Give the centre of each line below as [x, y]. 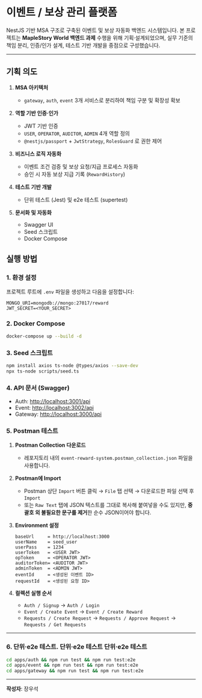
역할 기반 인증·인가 [37, 113]
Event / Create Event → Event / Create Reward [83, 612]
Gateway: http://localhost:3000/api [58, 414]
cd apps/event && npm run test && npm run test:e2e [72, 665]
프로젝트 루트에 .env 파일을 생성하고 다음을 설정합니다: [70, 292]
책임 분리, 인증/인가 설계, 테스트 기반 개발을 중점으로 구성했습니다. [83, 45]
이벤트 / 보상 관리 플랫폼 [62, 12]
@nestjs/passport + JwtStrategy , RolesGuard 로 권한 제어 [93, 141]
